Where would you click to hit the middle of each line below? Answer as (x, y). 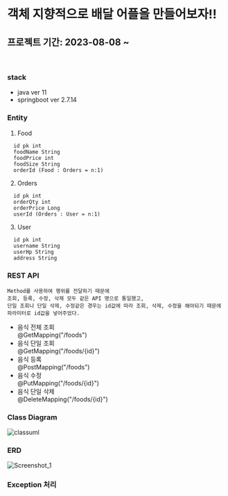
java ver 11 (32, 93)
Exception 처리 (32, 485)
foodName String (37, 152)
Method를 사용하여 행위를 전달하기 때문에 (58, 291)
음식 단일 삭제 (36, 391)
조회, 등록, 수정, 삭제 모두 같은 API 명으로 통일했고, (76, 298)
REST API (23, 275)
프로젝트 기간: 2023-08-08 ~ (68, 42)
